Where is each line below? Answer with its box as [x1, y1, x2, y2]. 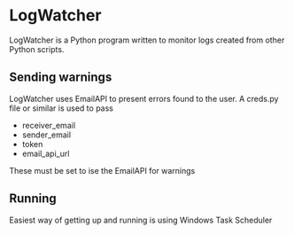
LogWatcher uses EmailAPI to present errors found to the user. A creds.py [9, 93, 279, 104]
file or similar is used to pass [9, 103, 113, 113]
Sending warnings [9, 70, 112, 85]
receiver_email [21, 120, 76, 130]
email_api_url [21, 148, 70, 159]
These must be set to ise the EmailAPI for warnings [9, 165, 196, 175]
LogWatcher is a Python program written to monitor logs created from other [9, 35, 285, 45]
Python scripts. [9, 43, 65, 54]
